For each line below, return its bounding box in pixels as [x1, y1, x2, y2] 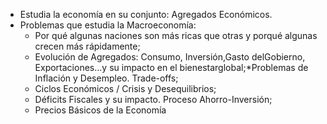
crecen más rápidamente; [34, 40, 141, 52]
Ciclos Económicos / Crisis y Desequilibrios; [34, 83, 217, 94]
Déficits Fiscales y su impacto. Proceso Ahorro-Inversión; [34, 94, 273, 105]
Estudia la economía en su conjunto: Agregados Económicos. [19, 9, 273, 20]
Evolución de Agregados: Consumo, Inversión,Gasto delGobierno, [34, 51, 306, 63]
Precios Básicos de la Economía [34, 104, 167, 116]
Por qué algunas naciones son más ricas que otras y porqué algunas [34, 30, 318, 41]
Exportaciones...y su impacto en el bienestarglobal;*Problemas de [34, 62, 309, 73]
